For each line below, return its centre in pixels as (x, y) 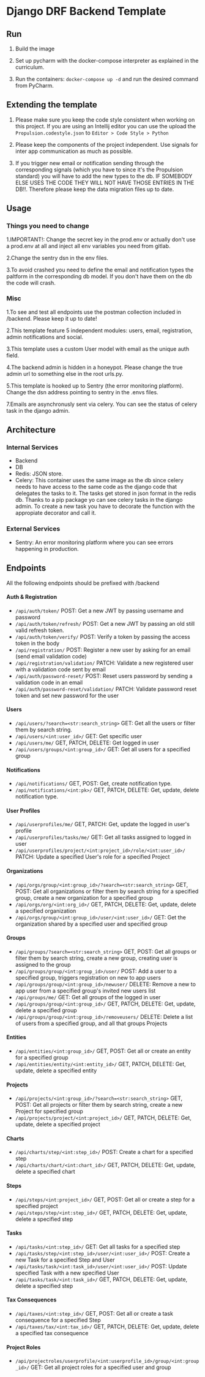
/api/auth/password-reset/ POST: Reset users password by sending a (104, 676)
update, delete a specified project (58, 1125)
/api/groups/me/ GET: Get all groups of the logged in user (88, 997)
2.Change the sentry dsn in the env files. (58, 258)
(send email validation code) (51, 656)
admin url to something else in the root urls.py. (65, 373)
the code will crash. (31, 283)
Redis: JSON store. (39, 474)
